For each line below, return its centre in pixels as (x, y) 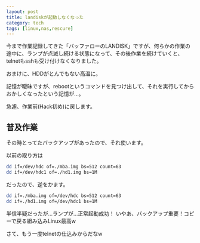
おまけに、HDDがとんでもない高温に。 (54, 74)
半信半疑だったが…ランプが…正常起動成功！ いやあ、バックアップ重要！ (95, 213)
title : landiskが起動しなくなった (45, 17)
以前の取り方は (24, 155)
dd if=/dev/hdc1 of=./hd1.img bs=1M (52, 172)
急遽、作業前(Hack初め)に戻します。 (51, 107)
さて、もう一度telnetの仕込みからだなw (54, 233)
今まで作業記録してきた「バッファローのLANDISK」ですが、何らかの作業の (99, 46)
